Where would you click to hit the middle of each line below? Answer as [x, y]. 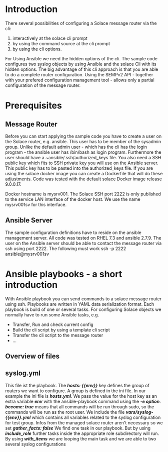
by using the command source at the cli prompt [61, 43]
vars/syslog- [139, 412]
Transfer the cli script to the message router [58, 335]
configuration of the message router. [43, 85]
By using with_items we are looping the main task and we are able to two [81, 438]
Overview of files [32, 356]
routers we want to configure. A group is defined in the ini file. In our [75, 391]
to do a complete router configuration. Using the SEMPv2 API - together [79, 74]
